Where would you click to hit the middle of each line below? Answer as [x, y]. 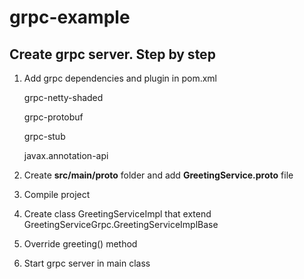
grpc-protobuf [53, 117]
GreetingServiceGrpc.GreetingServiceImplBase [121, 224]
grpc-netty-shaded [63, 97]
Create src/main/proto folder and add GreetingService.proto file [158, 175]
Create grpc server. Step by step [112, 54]
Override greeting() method [80, 244]
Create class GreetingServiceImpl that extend [117, 214]
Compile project [57, 194]
